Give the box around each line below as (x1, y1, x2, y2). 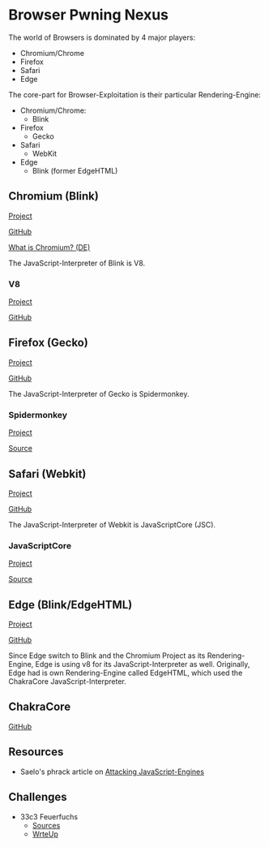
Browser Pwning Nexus (8, 6, 169, 24)
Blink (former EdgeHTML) (32, 166, 118, 175)
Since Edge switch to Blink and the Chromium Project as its (8, 651, 206, 660)
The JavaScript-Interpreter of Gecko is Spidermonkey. (8, 389, 190, 398)
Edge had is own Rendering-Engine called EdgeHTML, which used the (8, 668, 243, 678)
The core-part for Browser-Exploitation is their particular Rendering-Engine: (8, 89, 262, 99)
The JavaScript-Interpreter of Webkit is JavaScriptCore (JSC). (8, 519, 216, 529)
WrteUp (32, 829, 58, 839)
